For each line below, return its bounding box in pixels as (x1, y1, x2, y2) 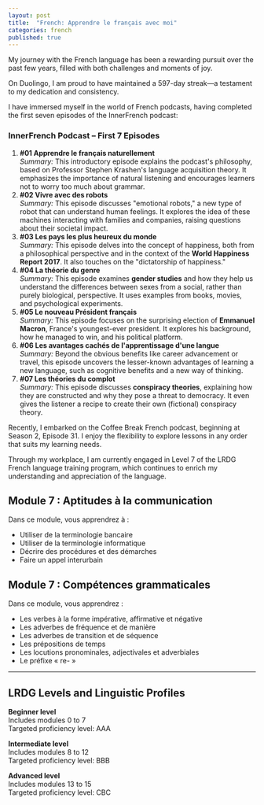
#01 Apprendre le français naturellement (19, 148, 156, 157)
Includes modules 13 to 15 (8, 779, 92, 788)
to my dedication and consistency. (8, 87, 119, 97)
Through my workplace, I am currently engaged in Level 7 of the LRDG (8, 454, 236, 464)
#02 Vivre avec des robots (19, 190, 108, 199)
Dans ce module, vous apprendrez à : (8, 515, 130, 524)
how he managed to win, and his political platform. (19, 332, 183, 342)
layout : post (8, 11, 51, 20)
